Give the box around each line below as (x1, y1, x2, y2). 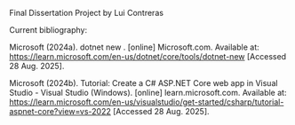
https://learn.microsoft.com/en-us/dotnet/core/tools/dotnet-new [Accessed (9, 51, 287, 61)
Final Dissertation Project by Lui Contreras (9, 8, 164, 18)
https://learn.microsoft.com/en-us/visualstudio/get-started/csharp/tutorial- (9, 97, 284, 107)
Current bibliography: (9, 25, 87, 35)
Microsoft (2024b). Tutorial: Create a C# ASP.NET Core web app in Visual (9, 78, 278, 88)
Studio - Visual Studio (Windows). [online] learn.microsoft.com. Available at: (9, 88, 287, 98)
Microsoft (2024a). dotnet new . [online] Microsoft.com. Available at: (9, 42, 259, 52)
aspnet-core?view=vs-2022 (9, 106, 111, 116)
